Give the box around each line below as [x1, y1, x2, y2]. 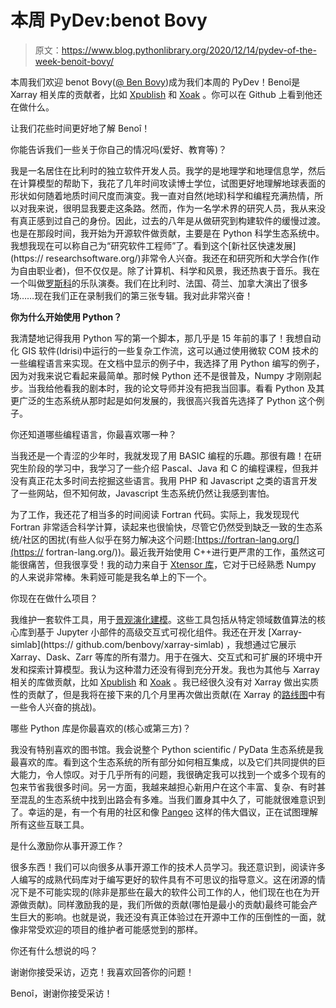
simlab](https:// [10, 638, 74, 650]
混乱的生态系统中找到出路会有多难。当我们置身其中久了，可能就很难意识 [18, 793, 317, 805]
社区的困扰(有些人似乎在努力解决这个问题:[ [22, 533, 198, 545]
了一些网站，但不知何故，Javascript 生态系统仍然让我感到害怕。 [10, 487, 275, 499]
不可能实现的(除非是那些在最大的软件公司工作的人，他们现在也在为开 [36, 886, 321, 898]
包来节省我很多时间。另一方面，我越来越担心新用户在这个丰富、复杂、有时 [10, 781, 317, 793]
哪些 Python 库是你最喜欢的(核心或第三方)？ [10, 722, 192, 734]
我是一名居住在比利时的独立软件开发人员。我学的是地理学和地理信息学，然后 [10, 164, 326, 176]
